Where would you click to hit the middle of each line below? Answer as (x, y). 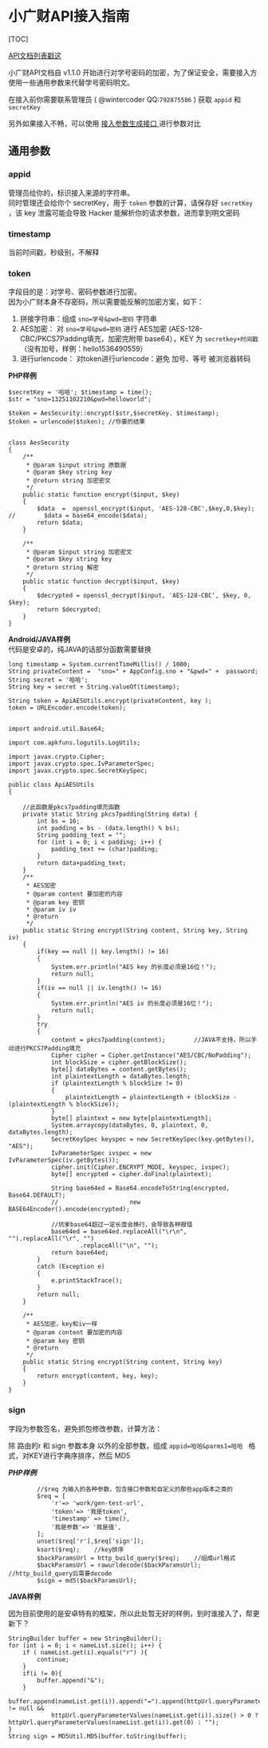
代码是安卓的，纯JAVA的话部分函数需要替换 (80, 650)
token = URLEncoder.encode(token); (67, 708)
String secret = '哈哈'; (48, 680)
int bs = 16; (59, 821)
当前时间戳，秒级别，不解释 (54, 252)
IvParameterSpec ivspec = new (101, 1154)
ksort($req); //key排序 (81, 1549)
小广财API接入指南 (69, 16)
